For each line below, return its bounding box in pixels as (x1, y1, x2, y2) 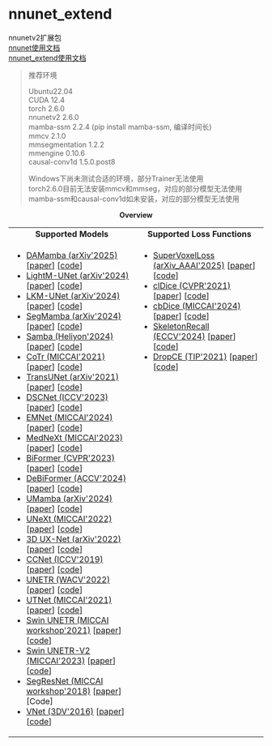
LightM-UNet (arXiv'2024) (26, 269, 130, 281)
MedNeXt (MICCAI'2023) (26, 431, 124, 443)
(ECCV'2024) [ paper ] (152, 330, 236, 341)
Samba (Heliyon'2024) (26, 330, 114, 341)
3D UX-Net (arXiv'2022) (26, 533, 121, 544)
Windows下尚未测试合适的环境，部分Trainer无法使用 (28, 174, 204, 183)
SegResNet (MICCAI (26, 675, 104, 686)
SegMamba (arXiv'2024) (26, 310, 121, 321)
